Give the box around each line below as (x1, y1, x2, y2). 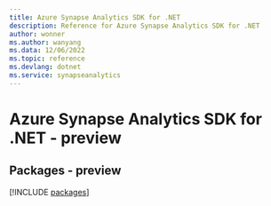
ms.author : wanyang (9, 37, 82, 47)
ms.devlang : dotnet (9, 63, 82, 72)
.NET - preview (9, 128, 122, 147)
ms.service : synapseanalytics (9, 71, 122, 80)
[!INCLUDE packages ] (9, 186, 90, 197)
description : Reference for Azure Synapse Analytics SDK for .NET (9, 21, 260, 30)
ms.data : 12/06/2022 (9, 46, 86, 55)
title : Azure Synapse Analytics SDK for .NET (9, 12, 180, 22)
